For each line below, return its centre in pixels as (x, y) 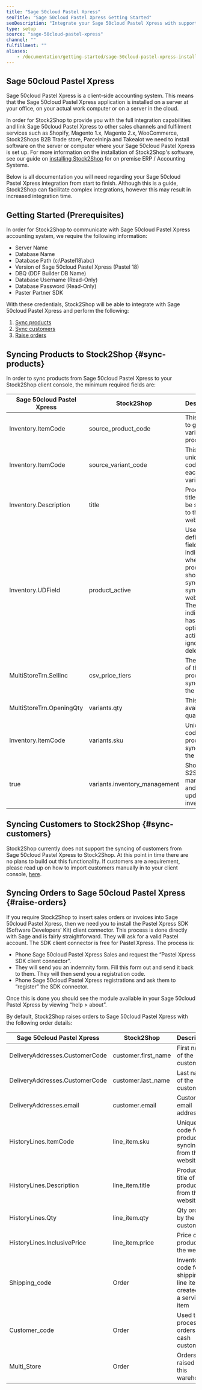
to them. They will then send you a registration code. (80, 973)
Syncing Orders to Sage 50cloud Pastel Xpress (96, 893)
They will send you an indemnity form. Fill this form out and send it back (104, 967)
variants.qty (106, 708)
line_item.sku (131, 1141)
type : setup (21, 29)
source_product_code (120, 429)
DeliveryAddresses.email (44, 1105)
